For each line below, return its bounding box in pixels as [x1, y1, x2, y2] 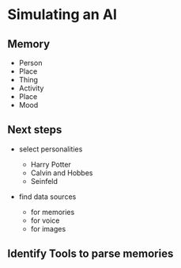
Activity [18, 83, 44, 93]
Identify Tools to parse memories [7, 247, 174, 261]
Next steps [7, 123, 62, 136]
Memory [7, 37, 51, 51]
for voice [30, 216, 60, 225]
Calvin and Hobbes [30, 168, 93, 178]
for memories [30, 207, 75, 216]
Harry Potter [30, 159, 72, 169]
